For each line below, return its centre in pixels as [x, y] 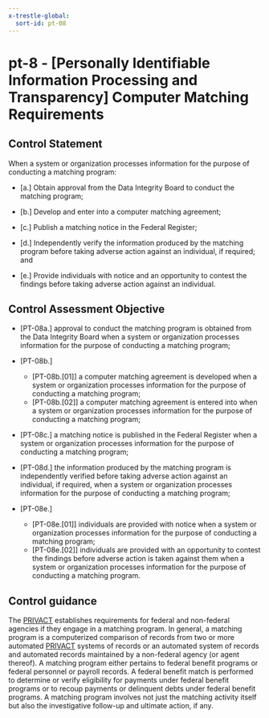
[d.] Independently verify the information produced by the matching [132, 243]
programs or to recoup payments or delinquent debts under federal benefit [132, 689]
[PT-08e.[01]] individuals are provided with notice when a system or [144, 524]
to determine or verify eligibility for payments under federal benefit [119, 680]
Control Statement [55, 144]
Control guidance [53, 601]
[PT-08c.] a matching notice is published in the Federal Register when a [139, 435]
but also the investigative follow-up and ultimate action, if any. [111, 706]
